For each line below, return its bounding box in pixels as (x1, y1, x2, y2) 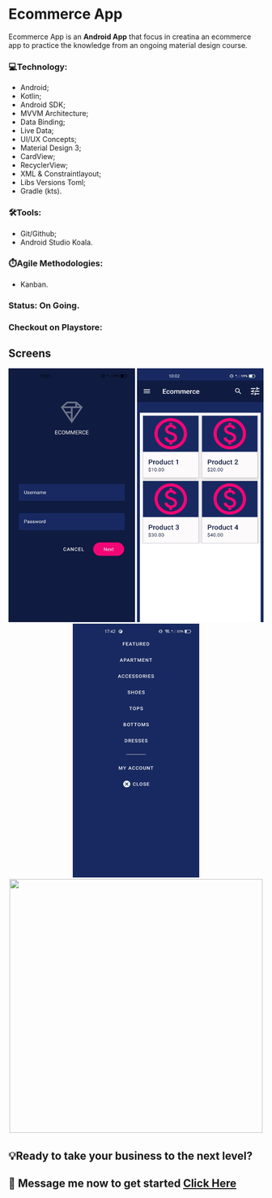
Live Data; (19, 126, 54, 136)
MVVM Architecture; (19, 109, 89, 119)
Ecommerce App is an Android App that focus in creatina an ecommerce (8, 32, 252, 41)
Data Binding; (19, 117, 66, 127)
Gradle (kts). (19, 186, 62, 196)
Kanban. (19, 279, 49, 289)
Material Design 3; (19, 143, 82, 153)
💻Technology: (8, 61, 68, 72)
